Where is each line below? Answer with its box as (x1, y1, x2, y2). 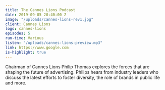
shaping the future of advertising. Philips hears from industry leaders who (5, 69, 159, 75)
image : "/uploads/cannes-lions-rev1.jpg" (5, 17, 94, 22)
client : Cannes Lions (5, 21, 51, 27)
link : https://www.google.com (5, 45, 69, 50)
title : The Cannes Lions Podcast (5, 7, 76, 13)
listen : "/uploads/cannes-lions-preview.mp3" (5, 40, 102, 46)
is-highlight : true (5, 50, 46, 55)
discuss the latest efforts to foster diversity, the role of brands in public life (5, 74, 160, 80)
